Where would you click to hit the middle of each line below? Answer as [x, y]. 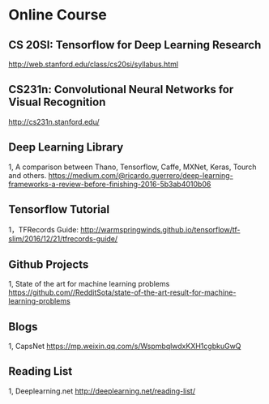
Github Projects [49, 264]
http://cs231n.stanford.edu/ [54, 121]
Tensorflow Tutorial [59, 209]
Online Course [58, 15]
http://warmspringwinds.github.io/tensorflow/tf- [160, 230]
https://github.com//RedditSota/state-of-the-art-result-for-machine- [122, 292]
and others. [28, 175]
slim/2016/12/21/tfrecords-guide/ [63, 239]
